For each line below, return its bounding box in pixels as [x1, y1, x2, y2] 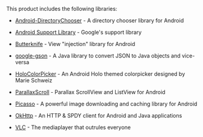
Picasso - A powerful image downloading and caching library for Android [15, 100, 198, 107]
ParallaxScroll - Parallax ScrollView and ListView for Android [15, 89, 165, 96]
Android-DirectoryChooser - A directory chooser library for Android [15, 17, 184, 24]
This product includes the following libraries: [6, 5, 118, 12]
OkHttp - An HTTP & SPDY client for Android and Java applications [15, 112, 182, 119]
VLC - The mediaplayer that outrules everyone [15, 124, 131, 131]
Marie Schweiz [15, 77, 53, 84]
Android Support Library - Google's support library [15, 28, 142, 36]
